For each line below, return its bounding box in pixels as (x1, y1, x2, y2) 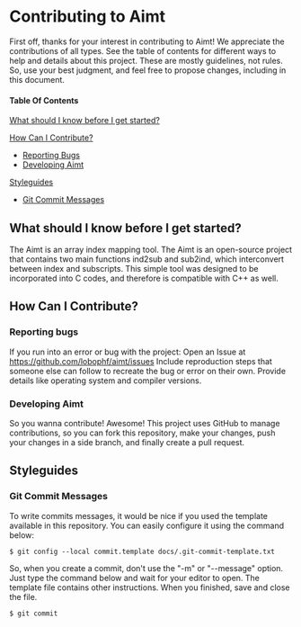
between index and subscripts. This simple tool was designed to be (9, 263, 259, 273)
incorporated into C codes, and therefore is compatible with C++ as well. (9, 273, 279, 283)
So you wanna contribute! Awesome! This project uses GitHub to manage (9, 417, 280, 428)
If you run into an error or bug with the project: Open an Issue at (9, 346, 246, 357)
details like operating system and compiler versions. (9, 375, 202, 386)
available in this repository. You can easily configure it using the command (9, 520, 285, 531)
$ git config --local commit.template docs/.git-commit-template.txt (9, 547, 276, 556)
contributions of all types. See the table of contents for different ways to (9, 45, 277, 56)
